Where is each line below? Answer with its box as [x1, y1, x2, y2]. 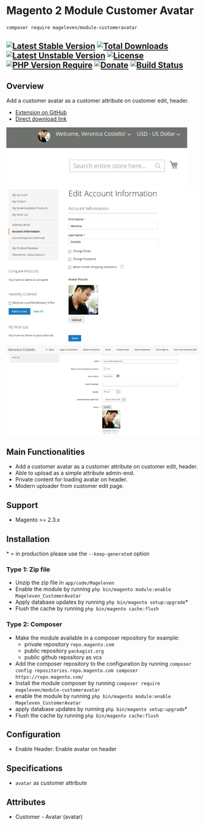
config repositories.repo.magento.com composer [15, 668, 138, 674]
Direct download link [15, 115, 67, 122]
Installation [6, 534, 50, 544]
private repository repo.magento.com [24, 640, 114, 648]
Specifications [6, 763, 63, 774]
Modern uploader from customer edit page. [15, 482, 124, 490]
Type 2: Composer [6, 620, 63, 629]
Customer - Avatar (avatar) [15, 813, 83, 821]
